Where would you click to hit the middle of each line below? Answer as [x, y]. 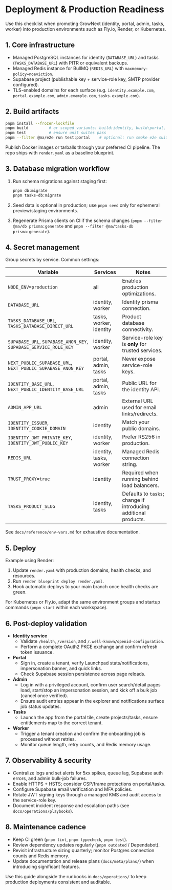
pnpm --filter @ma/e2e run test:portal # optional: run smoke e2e [81, 138]
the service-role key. [35, 800]
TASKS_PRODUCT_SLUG [31, 507]
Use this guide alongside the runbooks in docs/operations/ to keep [76, 876]
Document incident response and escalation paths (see [71, 805]
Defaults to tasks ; [143, 494]
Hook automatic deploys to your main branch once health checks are [85, 587]
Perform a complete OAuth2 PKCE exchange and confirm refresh [89, 647]
